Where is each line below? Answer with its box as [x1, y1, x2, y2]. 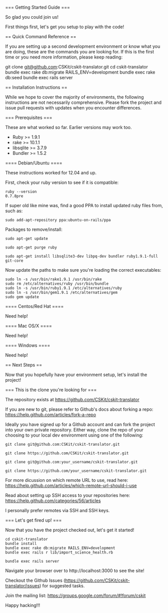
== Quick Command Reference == [5, 34, 77, 39]
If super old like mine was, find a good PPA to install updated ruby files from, [5, 203, 163, 208]
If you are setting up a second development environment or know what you [5, 43, 160, 49]
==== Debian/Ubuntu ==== [5, 160, 63, 166]
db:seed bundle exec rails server [5, 75, 73, 80]
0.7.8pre [5, 194, 24, 199]
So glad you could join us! [5, 14, 59, 20]
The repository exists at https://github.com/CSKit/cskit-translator [5, 397, 139, 402]
